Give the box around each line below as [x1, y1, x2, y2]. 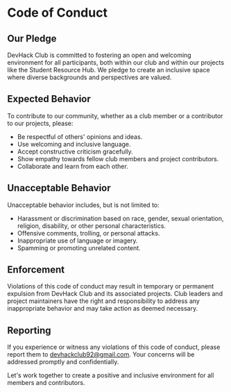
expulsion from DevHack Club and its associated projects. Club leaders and [7, 290, 223, 298]
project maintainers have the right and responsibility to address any [7, 297, 200, 305]
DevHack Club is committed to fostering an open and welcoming [7, 51, 192, 59]
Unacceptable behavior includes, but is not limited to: [7, 200, 160, 209]
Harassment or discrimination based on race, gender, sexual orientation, [17, 214, 224, 222]
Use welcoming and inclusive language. [17, 140, 131, 148]
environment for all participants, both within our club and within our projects [7, 58, 224, 67]
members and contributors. [7, 379, 85, 387]
